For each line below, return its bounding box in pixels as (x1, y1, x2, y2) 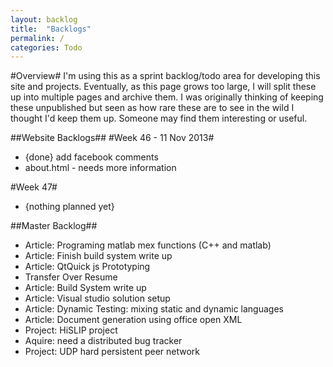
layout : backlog (10, 14, 78, 25)
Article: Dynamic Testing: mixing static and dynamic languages (24, 303, 284, 315)
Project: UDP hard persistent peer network (24, 346, 201, 358)
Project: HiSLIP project (24, 324, 118, 336)
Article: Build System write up (24, 282, 147, 294)
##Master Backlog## (10, 220, 98, 232)
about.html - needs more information (24, 162, 177, 174)
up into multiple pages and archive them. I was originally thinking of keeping (10, 91, 324, 103)
